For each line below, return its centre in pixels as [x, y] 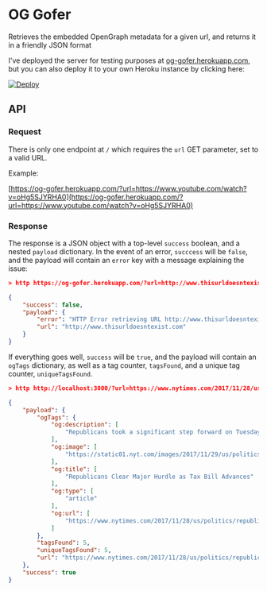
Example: [23, 173]
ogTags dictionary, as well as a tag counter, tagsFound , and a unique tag [124, 365]
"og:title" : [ [74, 469]
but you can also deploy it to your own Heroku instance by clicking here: [126, 68]
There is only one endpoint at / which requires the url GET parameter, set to [133, 149]
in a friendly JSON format [50, 44]
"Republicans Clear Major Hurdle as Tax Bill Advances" [159, 477]
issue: [18, 268]
